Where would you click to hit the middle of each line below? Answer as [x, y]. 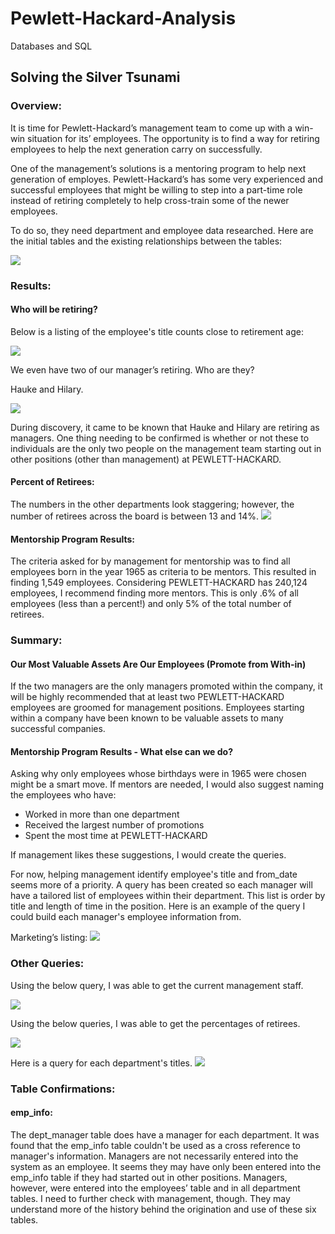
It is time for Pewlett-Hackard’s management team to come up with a [151, 128]
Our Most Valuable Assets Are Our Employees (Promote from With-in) [158, 664]
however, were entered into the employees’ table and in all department [155, 1188]
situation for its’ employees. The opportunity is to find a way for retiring [173, 138]
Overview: [36, 106]
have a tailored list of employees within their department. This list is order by [168, 896]
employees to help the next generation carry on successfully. [136, 149]
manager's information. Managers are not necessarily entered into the [154, 1156]
